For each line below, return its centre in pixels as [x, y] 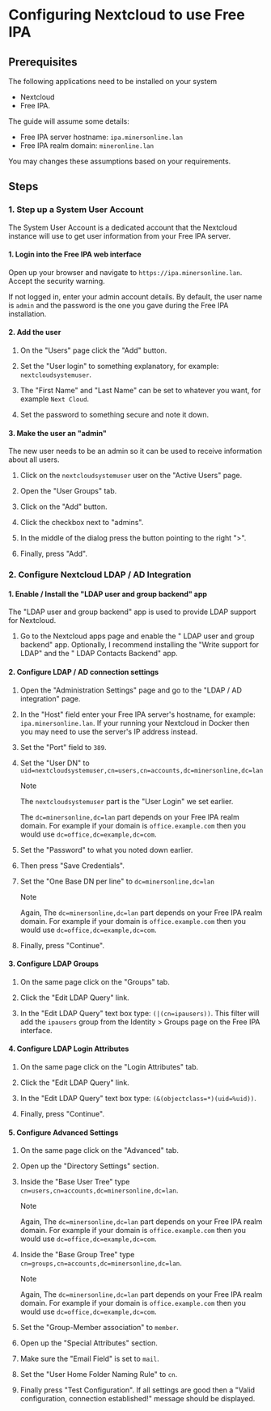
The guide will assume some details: [69, 121]
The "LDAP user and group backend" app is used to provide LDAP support [132, 612]
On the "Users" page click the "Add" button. [93, 350]
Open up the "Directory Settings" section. [89, 1166]
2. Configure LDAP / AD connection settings [84, 672]
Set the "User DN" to [55, 763]
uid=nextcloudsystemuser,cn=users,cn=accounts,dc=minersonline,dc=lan [142, 770]
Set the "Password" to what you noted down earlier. [106, 850]
